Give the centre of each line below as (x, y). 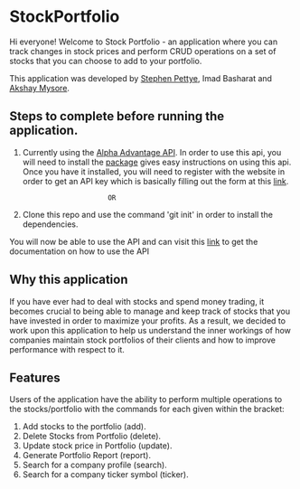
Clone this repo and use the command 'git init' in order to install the (148, 214)
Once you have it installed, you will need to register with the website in (154, 171)
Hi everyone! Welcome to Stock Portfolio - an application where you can (144, 42)
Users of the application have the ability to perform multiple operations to (146, 400)
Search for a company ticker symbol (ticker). (106, 475)
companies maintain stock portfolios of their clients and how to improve (142, 340)
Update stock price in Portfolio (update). (97, 446)
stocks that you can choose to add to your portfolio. (106, 61)
